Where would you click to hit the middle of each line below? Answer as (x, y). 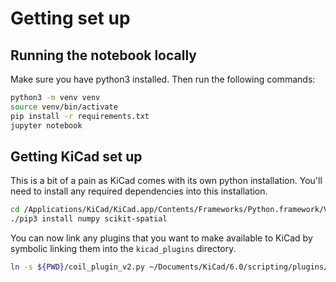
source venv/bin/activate (64, 107)
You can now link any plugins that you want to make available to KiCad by (161, 238)
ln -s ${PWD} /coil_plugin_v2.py (77, 267)
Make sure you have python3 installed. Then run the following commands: (163, 79)
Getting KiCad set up (76, 156)
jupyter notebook (46, 125)
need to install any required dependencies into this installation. (139, 191)
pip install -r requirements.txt (80, 116)
